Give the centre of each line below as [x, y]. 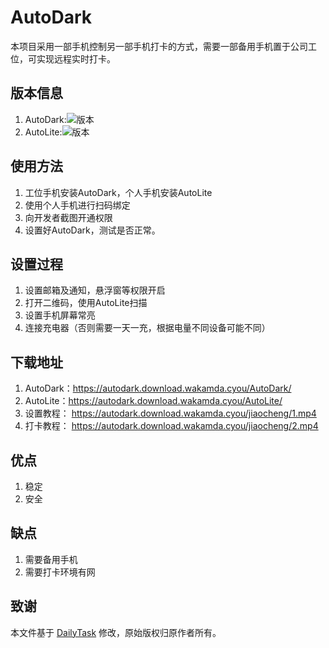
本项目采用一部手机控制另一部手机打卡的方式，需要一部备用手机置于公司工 [163, 46]
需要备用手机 [51, 559]
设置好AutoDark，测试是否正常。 [92, 230]
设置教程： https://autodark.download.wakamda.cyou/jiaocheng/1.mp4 [170, 413]
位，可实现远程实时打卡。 [63, 58]
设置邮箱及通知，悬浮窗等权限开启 [95, 290]
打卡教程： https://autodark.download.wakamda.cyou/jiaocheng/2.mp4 [171, 426]
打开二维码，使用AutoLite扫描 [86, 303]
